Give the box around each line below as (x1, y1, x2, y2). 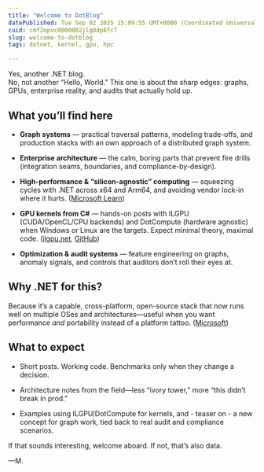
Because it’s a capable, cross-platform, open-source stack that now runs (8, 301, 244, 311)
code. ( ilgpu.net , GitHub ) (19, 234, 100, 243)
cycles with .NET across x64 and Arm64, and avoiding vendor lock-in (19, 185, 244, 194)
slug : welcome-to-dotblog (8, 33, 93, 42)
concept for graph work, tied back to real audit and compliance (19, 417, 225, 426)
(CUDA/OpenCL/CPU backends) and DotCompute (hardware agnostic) (19, 217, 249, 227)
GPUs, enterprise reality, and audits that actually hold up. (8, 86, 193, 95)
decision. (19, 370, 49, 379)
